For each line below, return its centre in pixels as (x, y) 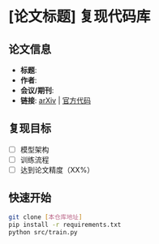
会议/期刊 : (37, 90)
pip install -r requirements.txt (65, 225)
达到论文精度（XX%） (57, 169)
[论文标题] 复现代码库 (79, 17)
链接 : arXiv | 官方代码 (56, 101)
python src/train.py (43, 232)
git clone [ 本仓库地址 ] (45, 217)
